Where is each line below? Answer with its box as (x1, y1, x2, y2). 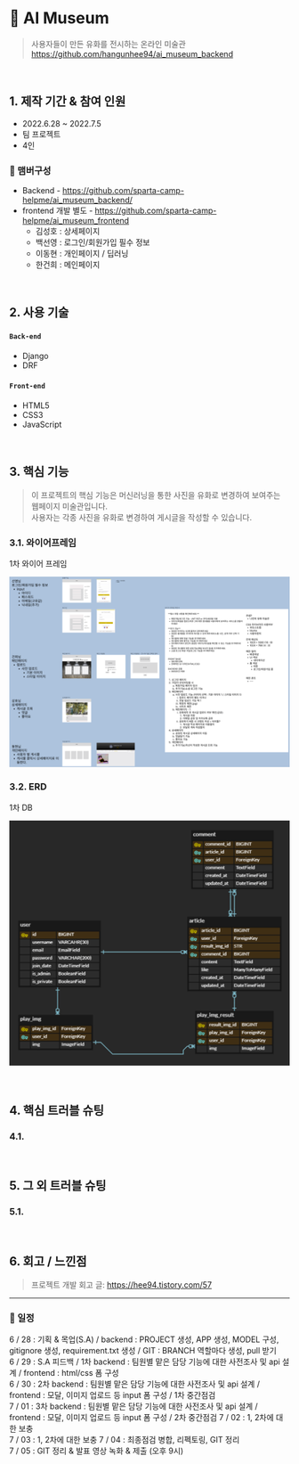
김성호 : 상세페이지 (35, 226, 101, 237)
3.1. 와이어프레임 (9, 536, 77, 549)
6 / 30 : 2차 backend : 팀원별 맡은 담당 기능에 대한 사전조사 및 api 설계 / (9, 1378, 261, 1389)
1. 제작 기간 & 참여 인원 (9, 94, 126, 110)
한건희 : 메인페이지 (35, 259, 101, 270)
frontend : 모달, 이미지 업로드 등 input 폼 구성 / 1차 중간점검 (9, 1389, 216, 1400)
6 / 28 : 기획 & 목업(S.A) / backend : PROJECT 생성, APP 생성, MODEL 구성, (9, 1334, 279, 1345)
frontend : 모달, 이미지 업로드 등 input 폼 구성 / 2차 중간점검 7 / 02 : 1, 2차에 (9, 1411, 274, 1422)
